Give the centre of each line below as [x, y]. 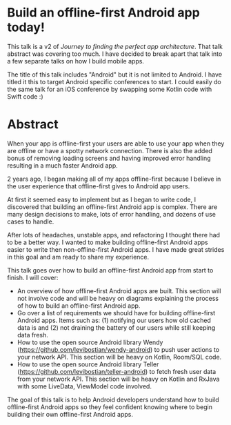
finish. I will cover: [33, 277]
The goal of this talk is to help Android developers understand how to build [113, 399]
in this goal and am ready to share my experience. [78, 257]
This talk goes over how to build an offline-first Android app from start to [110, 270]
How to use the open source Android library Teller [88, 364]
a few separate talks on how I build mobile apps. [76, 61]
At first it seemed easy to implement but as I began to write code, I [102, 199]
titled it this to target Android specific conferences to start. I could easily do [114, 81]
